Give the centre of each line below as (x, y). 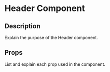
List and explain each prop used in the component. (55, 64)
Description (22, 26)
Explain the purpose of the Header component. (51, 37)
